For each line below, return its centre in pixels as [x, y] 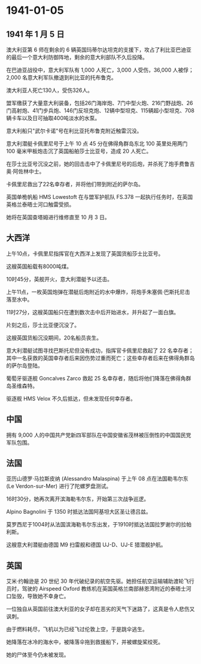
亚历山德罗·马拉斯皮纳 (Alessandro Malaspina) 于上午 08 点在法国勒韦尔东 [97, 479]
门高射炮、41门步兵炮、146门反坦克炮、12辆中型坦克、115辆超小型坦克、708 [100, 111]
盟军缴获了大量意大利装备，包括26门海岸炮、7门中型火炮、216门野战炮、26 [100, 103]
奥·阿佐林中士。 [25, 171]
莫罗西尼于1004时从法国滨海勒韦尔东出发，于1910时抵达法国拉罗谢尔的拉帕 [99, 525]
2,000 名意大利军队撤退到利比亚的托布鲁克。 [61, 78]
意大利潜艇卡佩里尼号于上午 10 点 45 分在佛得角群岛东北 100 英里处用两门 [97, 144]
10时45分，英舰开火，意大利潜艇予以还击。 [59, 279]
